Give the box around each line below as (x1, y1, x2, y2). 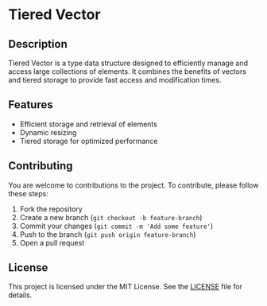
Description (8, 37, 68, 51)
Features (8, 98, 53, 112)
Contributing (8, 159, 73, 172)
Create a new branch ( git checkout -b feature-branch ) (19, 212, 203, 222)
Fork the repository (19, 204, 83, 214)
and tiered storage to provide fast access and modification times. (8, 76, 222, 84)
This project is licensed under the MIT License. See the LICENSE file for (8, 282, 243, 292)
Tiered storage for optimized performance (19, 136, 158, 145)
